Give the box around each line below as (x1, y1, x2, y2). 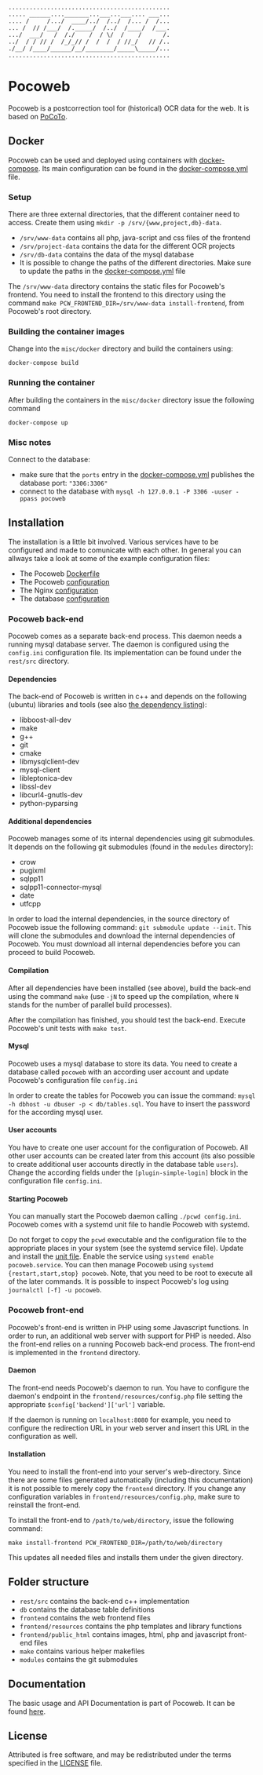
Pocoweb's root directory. (8, 307, 92, 316)
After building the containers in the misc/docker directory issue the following (8, 395, 254, 404)
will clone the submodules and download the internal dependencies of (8, 931, 236, 941)
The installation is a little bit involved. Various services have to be (8, 537, 219, 546)
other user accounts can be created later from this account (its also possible (8, 1151, 255, 1161)
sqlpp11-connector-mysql (19, 883, 102, 892)
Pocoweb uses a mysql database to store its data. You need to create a (8, 1059, 238, 1068)
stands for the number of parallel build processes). (8, 1000, 173, 1009)
